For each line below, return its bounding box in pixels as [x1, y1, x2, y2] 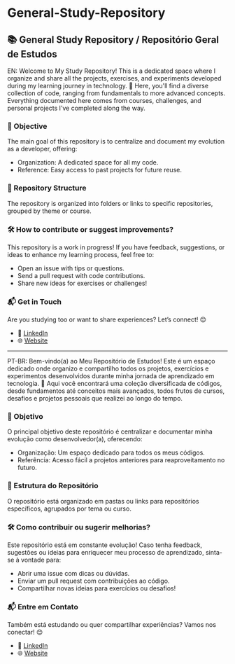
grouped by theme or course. [7, 207, 92, 215]
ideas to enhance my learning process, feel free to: [7, 250, 155, 258]
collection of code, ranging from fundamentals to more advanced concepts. [7, 89, 226, 97]
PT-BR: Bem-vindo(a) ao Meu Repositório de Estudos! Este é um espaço [7, 357, 215, 366]
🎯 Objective [7, 121, 48, 131]
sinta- [205, 548, 222, 557]
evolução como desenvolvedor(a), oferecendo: [7, 435, 143, 443]
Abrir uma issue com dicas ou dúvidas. [17, 569, 130, 578]
